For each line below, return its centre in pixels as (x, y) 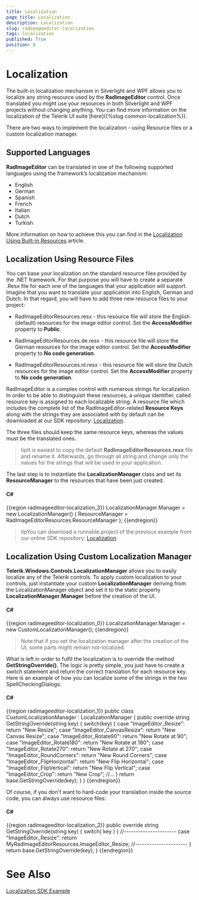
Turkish (24, 222)
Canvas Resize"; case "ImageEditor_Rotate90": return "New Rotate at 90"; (97, 736)
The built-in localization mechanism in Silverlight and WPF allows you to (94, 90)
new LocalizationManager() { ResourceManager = (67, 514)
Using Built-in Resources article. (45, 240)
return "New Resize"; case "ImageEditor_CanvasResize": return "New (91, 730)
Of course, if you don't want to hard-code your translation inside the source (99, 792)
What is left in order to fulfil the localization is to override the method (90, 658)
